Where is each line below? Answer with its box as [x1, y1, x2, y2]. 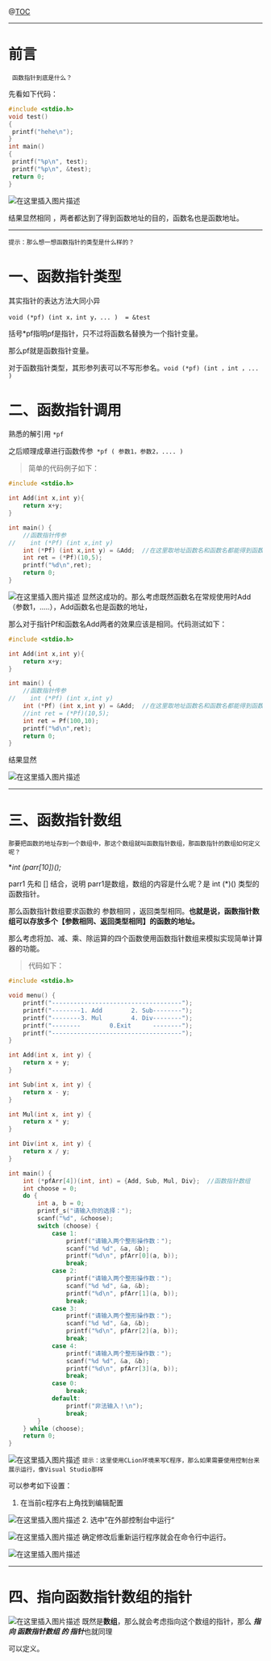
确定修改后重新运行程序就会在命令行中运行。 [81, 1533, 231, 1542]
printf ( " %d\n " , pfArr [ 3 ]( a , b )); [65, 1364, 179, 1373]
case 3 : [51, 1304, 78, 1312]
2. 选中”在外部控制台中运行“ [81, 1515, 175, 1525]
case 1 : [51, 1229, 78, 1237]
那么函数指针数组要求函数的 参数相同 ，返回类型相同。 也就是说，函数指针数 [8, 906, 260, 916]
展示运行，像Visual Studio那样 [8, 1466, 104, 1474]
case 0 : [51, 1379, 78, 1387]
